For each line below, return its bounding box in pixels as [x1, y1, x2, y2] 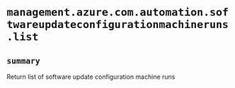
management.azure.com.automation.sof [6, 6, 229, 19]
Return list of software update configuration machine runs [6, 73, 176, 81]
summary [6, 56, 40, 65]
